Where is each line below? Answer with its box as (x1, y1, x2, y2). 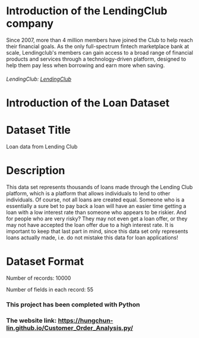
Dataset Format (6, 254, 84, 268)
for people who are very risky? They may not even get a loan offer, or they (6, 215, 188, 222)
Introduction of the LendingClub (6, 4, 168, 18)
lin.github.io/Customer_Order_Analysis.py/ (6, 324, 134, 332)
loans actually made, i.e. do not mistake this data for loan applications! (6, 233, 178, 241)
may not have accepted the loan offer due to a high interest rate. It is (6, 221, 174, 228)
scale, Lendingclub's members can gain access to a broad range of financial (6, 49, 193, 56)
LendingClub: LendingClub (6, 75, 72, 83)
